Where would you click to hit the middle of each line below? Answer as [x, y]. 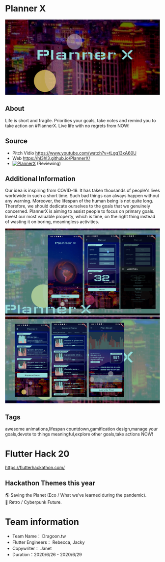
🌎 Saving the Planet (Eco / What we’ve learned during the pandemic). [76, 495]
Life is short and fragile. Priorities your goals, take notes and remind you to [81, 120]
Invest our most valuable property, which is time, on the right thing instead [80, 217]
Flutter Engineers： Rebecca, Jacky [48, 542]
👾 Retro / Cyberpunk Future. [34, 502]
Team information [42, 522]
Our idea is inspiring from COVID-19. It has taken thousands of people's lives [82, 191]
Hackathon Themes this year [50, 483]
